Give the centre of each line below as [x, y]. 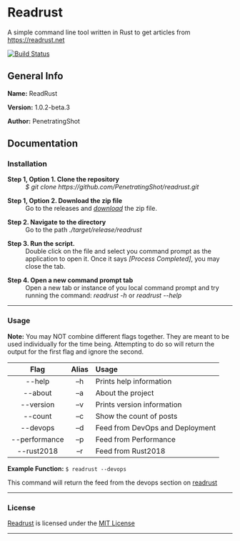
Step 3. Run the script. [41, 244]
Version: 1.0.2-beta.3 [39, 107]
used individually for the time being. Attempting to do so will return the [111, 344]
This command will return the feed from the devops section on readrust [112, 482]
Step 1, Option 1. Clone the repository [64, 179]
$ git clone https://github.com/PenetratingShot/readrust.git [112, 187]
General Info [35, 76]
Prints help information [134, 381]
